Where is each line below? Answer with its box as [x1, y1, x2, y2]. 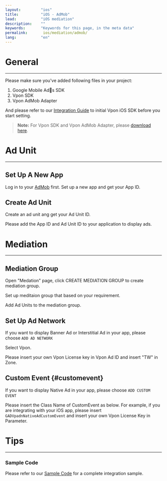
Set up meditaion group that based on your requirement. [5, 293, 121, 299]
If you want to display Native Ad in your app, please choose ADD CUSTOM [5, 387, 151, 393]
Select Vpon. [5, 344, 32, 350]
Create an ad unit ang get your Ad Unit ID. [5, 212, 91, 218]
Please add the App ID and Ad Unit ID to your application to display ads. [5, 221, 152, 227]
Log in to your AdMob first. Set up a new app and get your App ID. [5, 184, 141, 190]
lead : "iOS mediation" [5, 16, 75, 21]
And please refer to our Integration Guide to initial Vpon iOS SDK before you [5, 107, 161, 113]
